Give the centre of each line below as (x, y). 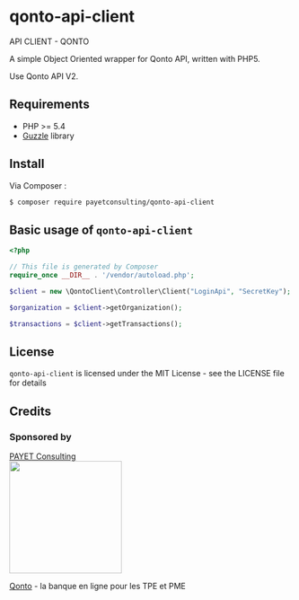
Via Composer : (38, 185)
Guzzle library (48, 136)
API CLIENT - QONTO (49, 41)
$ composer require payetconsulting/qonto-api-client (112, 202)
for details (28, 383)
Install (27, 164)
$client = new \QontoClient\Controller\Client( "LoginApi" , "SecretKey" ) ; (150, 291)
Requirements (49, 105)
